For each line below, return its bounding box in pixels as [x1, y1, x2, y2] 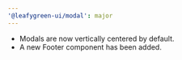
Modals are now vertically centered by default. [19, 34, 175, 43]
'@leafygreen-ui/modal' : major [7, 11, 113, 20]
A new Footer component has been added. [19, 42, 163, 52]
